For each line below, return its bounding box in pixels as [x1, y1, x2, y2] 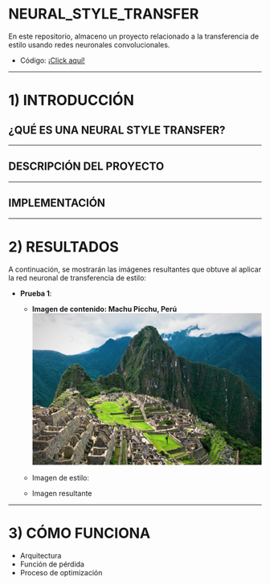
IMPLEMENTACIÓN [8, 196, 106, 210]
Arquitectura [19, 550, 62, 560]
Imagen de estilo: [31, 472, 90, 482]
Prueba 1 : [19, 288, 52, 298]
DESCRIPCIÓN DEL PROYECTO [8, 160, 165, 174]
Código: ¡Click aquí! [19, 55, 86, 65]
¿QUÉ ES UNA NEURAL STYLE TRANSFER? [8, 123, 226, 137]
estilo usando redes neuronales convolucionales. [8, 39, 170, 49]
